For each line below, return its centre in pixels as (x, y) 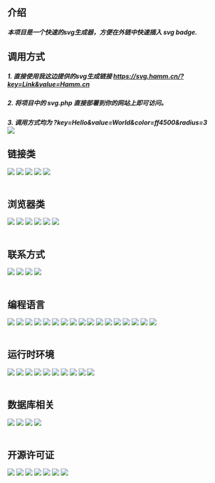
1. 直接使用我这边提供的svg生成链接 (60, 76)
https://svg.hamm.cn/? (148, 76)
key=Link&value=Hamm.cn (49, 84)
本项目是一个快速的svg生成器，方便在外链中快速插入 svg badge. (103, 32)
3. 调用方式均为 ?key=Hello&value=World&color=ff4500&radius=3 (107, 122)
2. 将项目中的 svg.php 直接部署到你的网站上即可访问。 (87, 103)
